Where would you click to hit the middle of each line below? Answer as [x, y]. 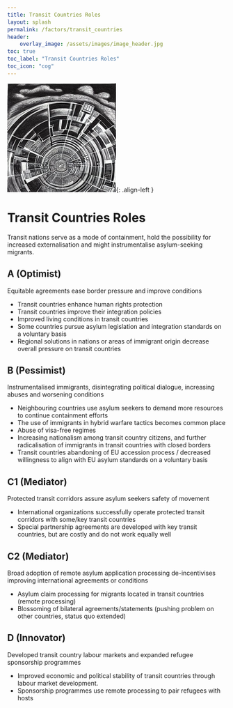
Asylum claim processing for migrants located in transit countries [111, 594]
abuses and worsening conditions [56, 394]
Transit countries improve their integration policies [89, 311]
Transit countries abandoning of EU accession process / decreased [114, 452]
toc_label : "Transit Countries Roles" [63, 59]
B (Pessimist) [37, 370]
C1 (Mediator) [37, 482]
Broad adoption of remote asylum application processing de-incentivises [111, 573]
